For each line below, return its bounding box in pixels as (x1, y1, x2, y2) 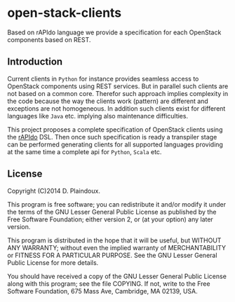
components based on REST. (7, 35, 91, 43)
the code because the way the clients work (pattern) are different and (7, 97, 208, 105)
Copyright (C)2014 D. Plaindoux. (7, 186, 100, 195)
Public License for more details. (7, 258, 99, 267)
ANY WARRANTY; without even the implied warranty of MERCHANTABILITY (7, 243, 227, 252)
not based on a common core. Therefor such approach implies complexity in (7, 89, 229, 97)
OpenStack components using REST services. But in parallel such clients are (7, 82, 229, 90)
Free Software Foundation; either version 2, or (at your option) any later (7, 215, 214, 224)
